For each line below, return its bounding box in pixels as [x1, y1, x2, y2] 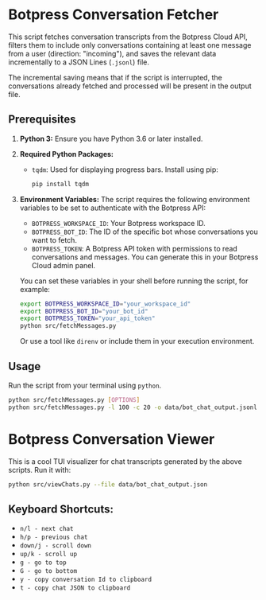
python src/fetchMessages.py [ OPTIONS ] [8, 395, 141, 403]
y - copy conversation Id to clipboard [19, 575, 152, 584]
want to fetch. [31, 235, 78, 244]
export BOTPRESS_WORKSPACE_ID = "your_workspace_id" [19, 300, 191, 308]
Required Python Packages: [19, 149, 114, 158]
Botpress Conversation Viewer [8, 430, 215, 448]
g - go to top [19, 559, 67, 567]
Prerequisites [8, 113, 76, 127]
